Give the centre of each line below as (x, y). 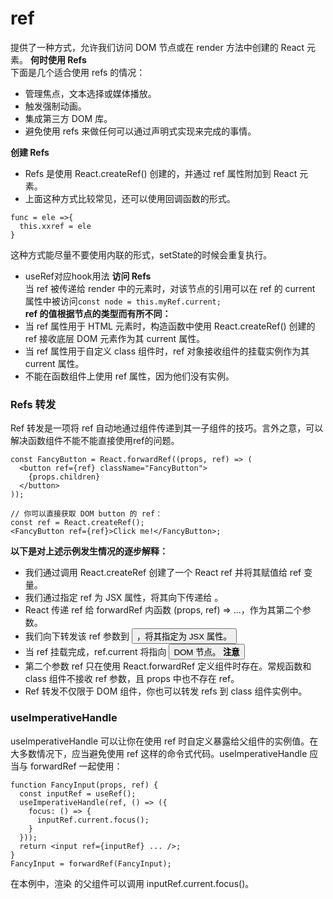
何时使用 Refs (58, 59)
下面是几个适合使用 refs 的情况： (78, 72)
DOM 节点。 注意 (206, 652)
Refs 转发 (33, 404)
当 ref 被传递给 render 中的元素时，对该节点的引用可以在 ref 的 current (170, 288)
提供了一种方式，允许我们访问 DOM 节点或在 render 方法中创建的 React (157, 47)
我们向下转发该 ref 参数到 (77, 636)
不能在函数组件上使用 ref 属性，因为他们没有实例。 (129, 376)
